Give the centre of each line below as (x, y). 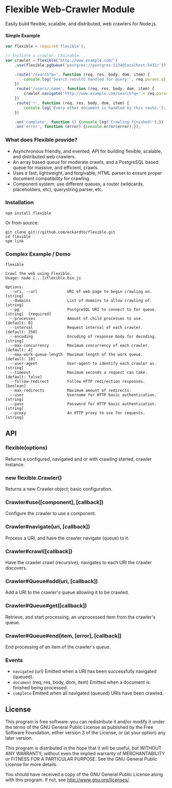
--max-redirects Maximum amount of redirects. (71, 391)
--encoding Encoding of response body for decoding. (83, 337)
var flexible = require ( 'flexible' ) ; (46, 46)
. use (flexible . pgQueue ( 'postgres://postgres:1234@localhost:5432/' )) (90, 65)
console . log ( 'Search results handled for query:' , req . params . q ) (95, 79)
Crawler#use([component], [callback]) (55, 502)
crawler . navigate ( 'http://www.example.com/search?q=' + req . (90, 93)
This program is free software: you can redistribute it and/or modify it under (85, 722)
